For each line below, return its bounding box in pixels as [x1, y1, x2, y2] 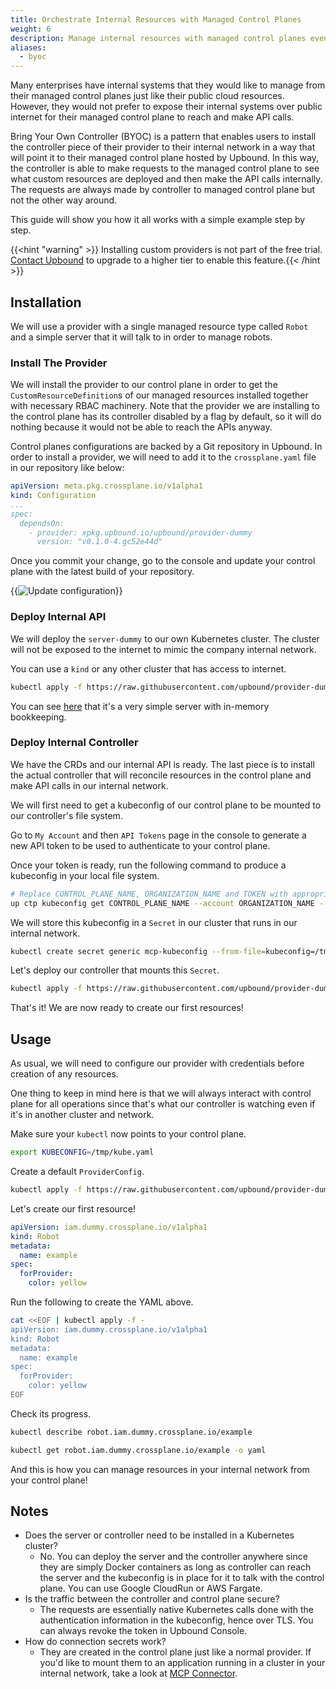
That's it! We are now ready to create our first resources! [10, 1002, 244, 1014]
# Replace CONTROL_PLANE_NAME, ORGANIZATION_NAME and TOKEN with [10, 889, 288, 899]
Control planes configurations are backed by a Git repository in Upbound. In [10, 441, 323, 453]
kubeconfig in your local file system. [10, 869, 160, 881]
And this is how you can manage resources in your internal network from [10, 1463, 310, 1475]
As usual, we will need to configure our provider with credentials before [10, 1057, 305, 1070]
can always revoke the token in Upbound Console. [39, 1625, 248, 1637]
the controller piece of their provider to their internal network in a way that [10, 141, 316, 153]
